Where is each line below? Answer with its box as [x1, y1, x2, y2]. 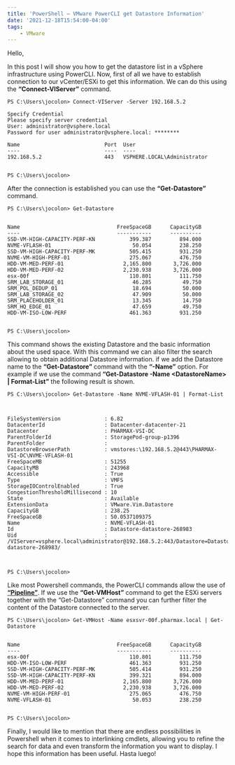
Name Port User [7, 142, 136, 149]
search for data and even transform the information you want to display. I [7, 742, 218, 750]
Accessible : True [7, 471, 124, 478]
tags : [7, 23, 23, 30]
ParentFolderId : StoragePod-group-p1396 [7, 434, 180, 441]
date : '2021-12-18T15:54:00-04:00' [7, 17, 111, 24]
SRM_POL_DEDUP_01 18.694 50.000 [7, 285, 201, 292]
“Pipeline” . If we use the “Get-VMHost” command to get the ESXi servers [7, 588, 222, 597]
